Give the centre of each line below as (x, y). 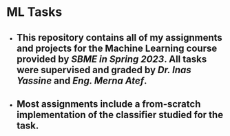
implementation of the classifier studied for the (120, 115)
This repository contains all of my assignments (119, 38)
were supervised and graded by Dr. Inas (104, 70)
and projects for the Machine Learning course (117, 48)
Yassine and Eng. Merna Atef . (82, 80)
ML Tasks (34, 12)
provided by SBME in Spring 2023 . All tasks (112, 59)
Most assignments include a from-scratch (108, 104)
